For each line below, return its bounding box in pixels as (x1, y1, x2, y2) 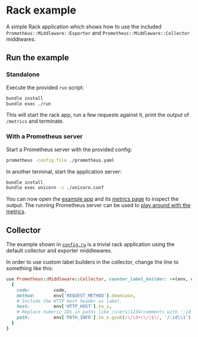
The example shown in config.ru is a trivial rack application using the (6, 241, 175, 248)
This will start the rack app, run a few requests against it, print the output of (6, 112, 190, 119)
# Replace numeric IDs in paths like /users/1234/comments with (16, 309, 178, 315)
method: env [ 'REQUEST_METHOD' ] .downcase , (16, 293, 136, 299)
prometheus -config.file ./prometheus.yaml (6, 157, 115, 163)
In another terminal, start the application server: (6, 168, 122, 175)
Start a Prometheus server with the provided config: (6, 146, 133, 153)
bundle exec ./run (6, 101, 51, 107)
